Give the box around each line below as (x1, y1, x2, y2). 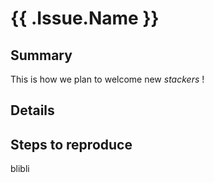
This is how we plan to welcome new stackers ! (10, 73, 205, 85)
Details (10, 102, 55, 119)
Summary (10, 47, 73, 64)
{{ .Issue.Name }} (10, 7, 160, 30)
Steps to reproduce (10, 136, 133, 153)
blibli (10, 163, 30, 175)
